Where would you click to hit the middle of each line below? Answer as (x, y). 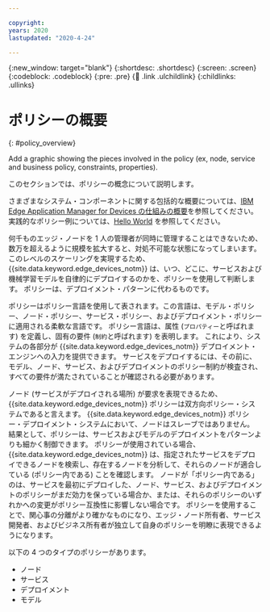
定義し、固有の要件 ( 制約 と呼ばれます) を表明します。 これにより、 (137, 337)
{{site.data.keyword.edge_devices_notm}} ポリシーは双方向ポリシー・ (125, 404)
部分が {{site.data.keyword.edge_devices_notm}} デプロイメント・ (147, 346)
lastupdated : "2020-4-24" (52, 38)
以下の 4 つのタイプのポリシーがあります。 (79, 552)
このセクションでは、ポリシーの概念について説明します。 (104, 184)
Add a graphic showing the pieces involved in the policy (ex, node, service (132, 159)
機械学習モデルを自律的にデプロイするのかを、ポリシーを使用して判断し (128, 279)
